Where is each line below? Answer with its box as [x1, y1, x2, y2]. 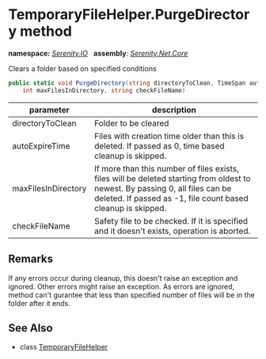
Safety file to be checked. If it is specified [94, 215, 248, 226]
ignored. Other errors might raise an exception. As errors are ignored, [8, 282, 235, 291]
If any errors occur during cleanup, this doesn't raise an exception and [8, 273, 238, 282]
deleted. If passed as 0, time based [94, 140, 225, 151]
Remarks [8, 252, 54, 266]
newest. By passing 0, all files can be [94, 183, 232, 194]
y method [8, 22, 73, 40]
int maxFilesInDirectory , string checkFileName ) [22, 86, 186, 94]
